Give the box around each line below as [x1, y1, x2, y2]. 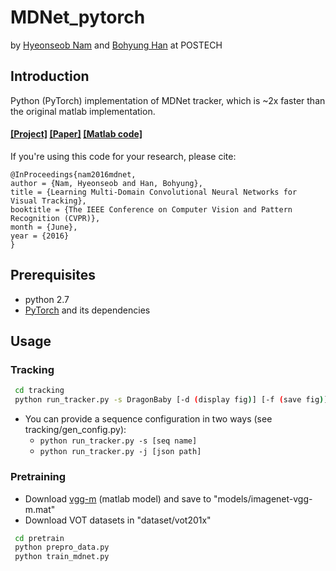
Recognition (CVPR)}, [10, 213, 101, 223]
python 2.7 [24, 293, 70, 305]
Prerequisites [10, 267, 96, 284]
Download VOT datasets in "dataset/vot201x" [24, 514, 212, 526]
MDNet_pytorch [10, 6, 146, 29]
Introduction [10, 68, 90, 85]
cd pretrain [14, 533, 65, 543]
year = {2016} [10, 231, 70, 241]
